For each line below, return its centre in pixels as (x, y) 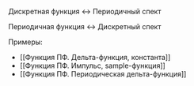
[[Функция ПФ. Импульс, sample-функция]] (93, 65)
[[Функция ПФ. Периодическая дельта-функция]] (103, 74)
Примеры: (26, 42)
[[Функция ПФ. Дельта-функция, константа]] (95, 57)
